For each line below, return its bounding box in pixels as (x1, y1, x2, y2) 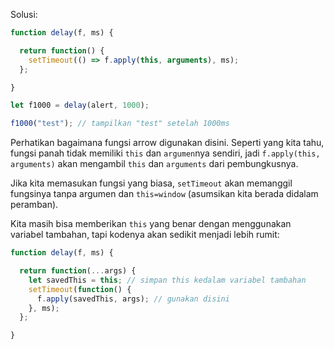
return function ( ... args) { (19, 266, 137, 276)
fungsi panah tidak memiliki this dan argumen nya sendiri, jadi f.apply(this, (10, 147, 321, 159)
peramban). (10, 199, 59, 211)
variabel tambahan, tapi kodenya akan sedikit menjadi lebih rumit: (10, 229, 280, 241)
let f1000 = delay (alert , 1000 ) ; (10, 100, 150, 111)
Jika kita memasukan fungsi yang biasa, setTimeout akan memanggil (10, 177, 293, 189)
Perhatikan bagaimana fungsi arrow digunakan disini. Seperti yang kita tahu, (10, 137, 325, 149)
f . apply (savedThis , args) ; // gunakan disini (36, 294, 230, 304)
